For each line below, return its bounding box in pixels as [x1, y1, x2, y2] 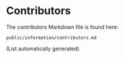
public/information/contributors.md [6, 35, 97, 40]
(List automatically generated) [6, 45, 80, 52]
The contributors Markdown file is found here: [6, 23, 119, 30]
